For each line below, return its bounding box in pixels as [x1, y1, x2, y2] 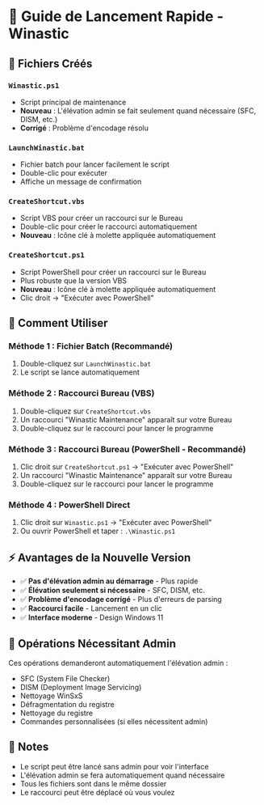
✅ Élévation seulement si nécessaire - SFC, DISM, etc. [19, 586, 205, 595]
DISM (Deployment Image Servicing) [19, 682, 142, 692]
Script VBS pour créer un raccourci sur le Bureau [19, 214, 183, 223]
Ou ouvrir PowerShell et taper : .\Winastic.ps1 [19, 526, 176, 536]
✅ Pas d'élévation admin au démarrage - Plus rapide [19, 576, 199, 586]
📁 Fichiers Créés [8, 57, 93, 70]
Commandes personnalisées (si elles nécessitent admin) [19, 716, 208, 727]
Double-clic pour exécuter [19, 168, 107, 178]
